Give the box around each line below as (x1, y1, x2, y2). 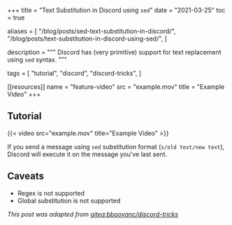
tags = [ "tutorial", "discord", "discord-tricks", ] (7, 69, 142, 77)
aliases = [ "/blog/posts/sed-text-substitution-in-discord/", (7, 27, 176, 35)
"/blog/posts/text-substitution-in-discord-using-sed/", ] (7, 34, 168, 43)
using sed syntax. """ (7, 55, 68, 64)
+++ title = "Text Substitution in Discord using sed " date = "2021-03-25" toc (7, 6, 226, 14)
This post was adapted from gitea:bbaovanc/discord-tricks (7, 210, 179, 218)
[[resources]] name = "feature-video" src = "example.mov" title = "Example (7, 83, 225, 90)
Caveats (7, 170, 44, 182)
